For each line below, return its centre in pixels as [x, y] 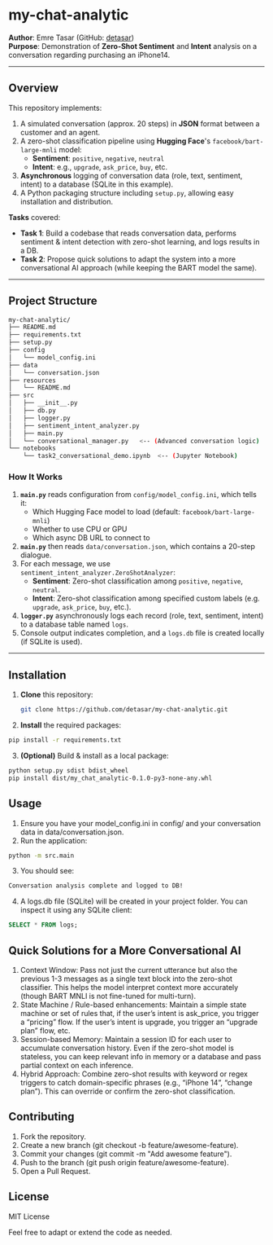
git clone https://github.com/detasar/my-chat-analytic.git [124, 710]
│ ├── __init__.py [43, 403]
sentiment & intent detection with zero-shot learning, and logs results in [140, 241]
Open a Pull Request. [55, 1171]
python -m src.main [41, 856]
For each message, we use [65, 564]
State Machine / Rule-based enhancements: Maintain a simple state [133, 1005]
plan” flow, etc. [45, 1031]
